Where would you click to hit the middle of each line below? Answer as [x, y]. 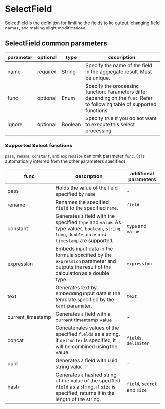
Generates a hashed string [86, 375]
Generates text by [76, 288]
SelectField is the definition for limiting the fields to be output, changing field [82, 23]
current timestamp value [84, 320]
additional [142, 174]
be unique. [98, 78]
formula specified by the [84, 255]
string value [69, 367]
